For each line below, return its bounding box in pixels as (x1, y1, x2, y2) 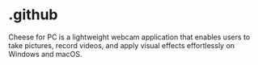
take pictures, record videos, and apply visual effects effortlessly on (8, 40, 235, 50)
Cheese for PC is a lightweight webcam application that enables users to (8, 32, 251, 42)
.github (8, 6, 58, 24)
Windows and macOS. (8, 49, 82, 59)
